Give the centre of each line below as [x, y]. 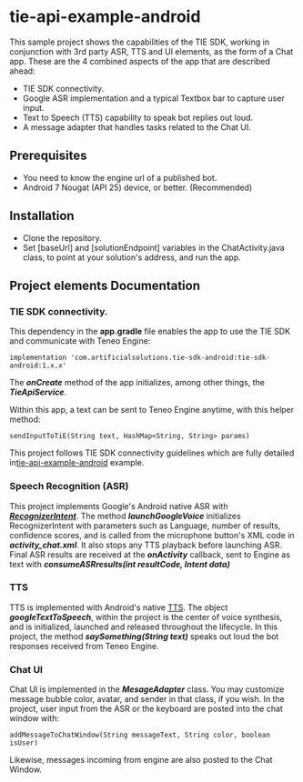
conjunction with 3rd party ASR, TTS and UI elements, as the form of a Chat [151, 51]
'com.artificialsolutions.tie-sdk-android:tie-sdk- [171, 358]
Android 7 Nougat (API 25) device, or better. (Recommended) [137, 187]
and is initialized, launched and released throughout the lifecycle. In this [144, 627]
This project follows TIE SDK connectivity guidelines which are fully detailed [152, 453]
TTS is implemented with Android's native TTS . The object [119, 607]
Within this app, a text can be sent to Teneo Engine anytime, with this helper [152, 410]
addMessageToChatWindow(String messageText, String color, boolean [140, 735]
